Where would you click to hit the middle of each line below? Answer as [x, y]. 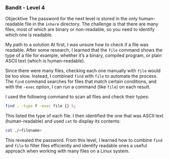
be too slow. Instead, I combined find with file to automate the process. [81, 76]
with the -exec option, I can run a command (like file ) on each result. [78, 87]
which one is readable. [29, 35]
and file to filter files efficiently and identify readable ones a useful [76, 146]
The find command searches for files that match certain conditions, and [81, 82]
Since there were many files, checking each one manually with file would [83, 71]
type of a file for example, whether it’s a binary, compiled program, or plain [83, 55]
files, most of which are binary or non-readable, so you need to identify [80, 29]
